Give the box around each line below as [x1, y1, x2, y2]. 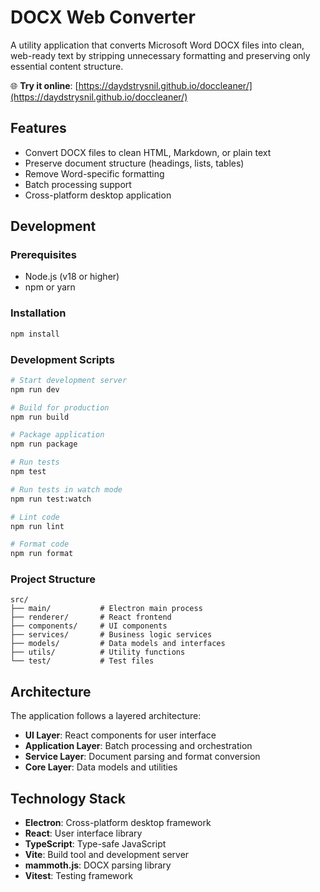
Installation [10, 306, 67, 320]
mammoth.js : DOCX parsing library [24, 859, 172, 871]
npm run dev [10, 384, 60, 395]
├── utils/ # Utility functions [10, 647, 186, 658]
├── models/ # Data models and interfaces [10, 639, 226, 649]
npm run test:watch [10, 494, 92, 504]
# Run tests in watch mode [10, 484, 123, 495]
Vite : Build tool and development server [24, 849, 190, 861]
